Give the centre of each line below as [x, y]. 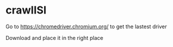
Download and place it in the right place [55, 38]
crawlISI [26, 10]
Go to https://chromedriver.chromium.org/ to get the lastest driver [86, 26]
